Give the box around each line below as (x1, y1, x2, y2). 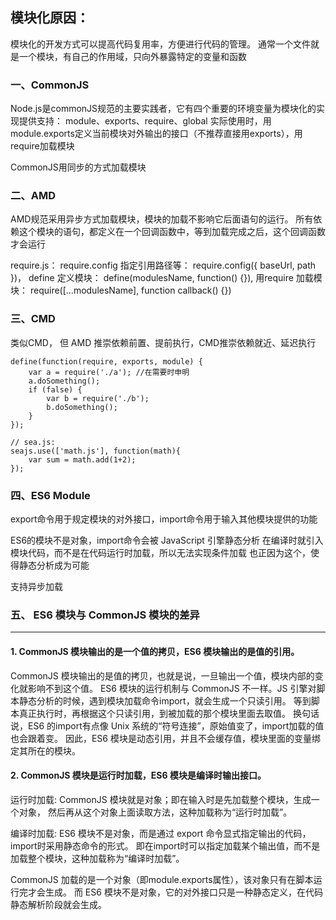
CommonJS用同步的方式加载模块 (10, 161, 147, 173)
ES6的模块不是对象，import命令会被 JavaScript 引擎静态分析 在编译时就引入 (10, 534, 324, 546)
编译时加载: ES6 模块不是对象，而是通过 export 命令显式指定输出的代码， (10, 827, 312, 839)
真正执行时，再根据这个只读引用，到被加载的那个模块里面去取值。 (18, 707, 291, 719)
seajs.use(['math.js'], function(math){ (10, 446, 182, 456)
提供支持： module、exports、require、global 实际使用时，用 (18, 115, 272, 127)
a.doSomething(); (28, 376, 101, 386)
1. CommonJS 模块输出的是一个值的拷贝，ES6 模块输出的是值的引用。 (10, 645, 300, 657)
